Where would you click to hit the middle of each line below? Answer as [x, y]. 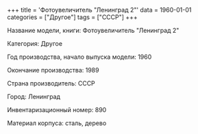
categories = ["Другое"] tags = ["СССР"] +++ [73, 17]
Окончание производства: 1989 [53, 70]
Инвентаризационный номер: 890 [57, 110]
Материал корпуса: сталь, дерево [57, 123]
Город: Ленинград [34, 96]
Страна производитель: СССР [51, 83]
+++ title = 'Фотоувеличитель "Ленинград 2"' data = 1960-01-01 [99, 10]
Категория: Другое [35, 43]
